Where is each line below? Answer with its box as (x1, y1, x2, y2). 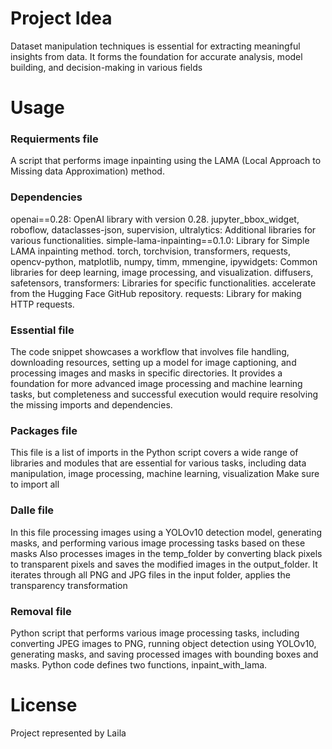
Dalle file (10, 503, 55, 517)
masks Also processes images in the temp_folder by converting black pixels (10, 547, 323, 559)
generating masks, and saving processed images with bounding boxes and (10, 648, 319, 660)
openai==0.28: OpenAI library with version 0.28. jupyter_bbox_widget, (10, 213, 300, 225)
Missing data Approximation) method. (10, 165, 165, 177)
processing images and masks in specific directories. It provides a (10, 367, 283, 379)
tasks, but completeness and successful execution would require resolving (10, 388, 318, 401)
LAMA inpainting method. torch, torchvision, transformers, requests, (10, 245, 291, 257)
